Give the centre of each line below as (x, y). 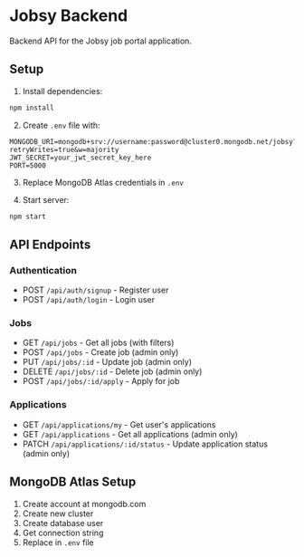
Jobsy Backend (69, 16)
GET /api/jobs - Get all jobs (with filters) (98, 343)
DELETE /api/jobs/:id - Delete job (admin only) (112, 371)
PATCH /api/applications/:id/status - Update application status (145, 444)
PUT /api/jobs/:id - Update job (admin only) (107, 362)
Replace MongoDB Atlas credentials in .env (103, 182)
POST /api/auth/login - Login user (89, 300)
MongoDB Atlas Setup (73, 482)
